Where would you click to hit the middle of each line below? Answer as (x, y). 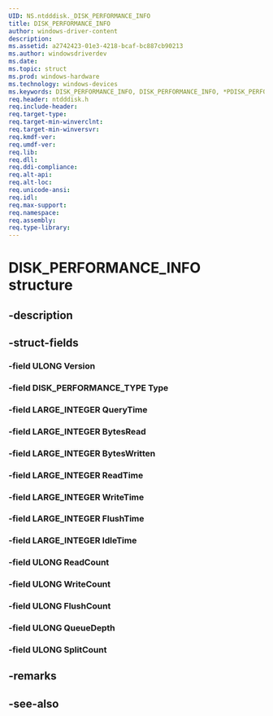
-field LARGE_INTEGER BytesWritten (82, 453)
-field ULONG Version (52, 366)
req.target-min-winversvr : (54, 129)
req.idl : (23, 197)
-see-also (34, 703)
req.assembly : (32, 220)
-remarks (32, 676)
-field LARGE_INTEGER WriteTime (76, 497)
